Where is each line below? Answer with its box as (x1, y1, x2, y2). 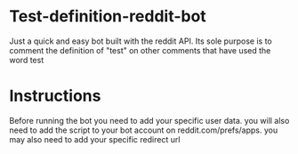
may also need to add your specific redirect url (9, 134, 181, 144)
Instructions (9, 86, 101, 106)
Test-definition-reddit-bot (9, 6, 206, 27)
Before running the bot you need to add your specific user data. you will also (9, 115, 290, 126)
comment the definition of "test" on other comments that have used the (9, 45, 271, 55)
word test (9, 54, 44, 65)
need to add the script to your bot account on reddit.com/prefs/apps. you (9, 125, 278, 135)
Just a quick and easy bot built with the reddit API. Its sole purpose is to (9, 36, 273, 46)
